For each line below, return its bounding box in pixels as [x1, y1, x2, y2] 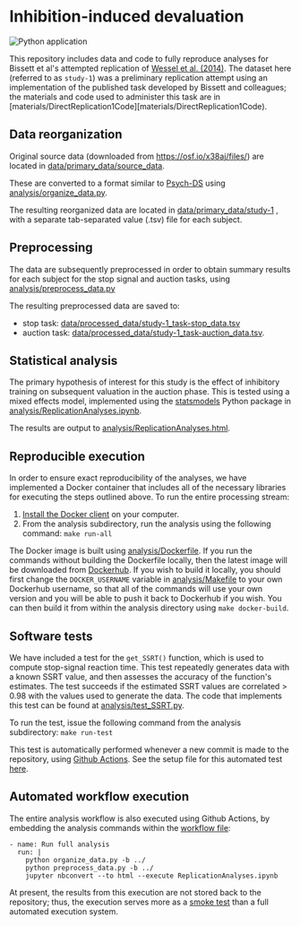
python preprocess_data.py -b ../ [25, 863, 154, 872]
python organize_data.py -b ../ [25, 855, 146, 864]
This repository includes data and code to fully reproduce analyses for [9, 53, 269, 64]
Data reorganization [9, 127, 123, 143]
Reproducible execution [9, 448, 146, 463]
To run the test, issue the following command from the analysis [9, 717, 242, 728]
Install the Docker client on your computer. [21, 509, 179, 520]
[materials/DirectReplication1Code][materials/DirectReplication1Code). [9, 100, 268, 111]
